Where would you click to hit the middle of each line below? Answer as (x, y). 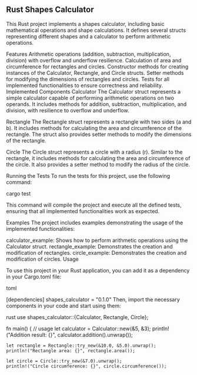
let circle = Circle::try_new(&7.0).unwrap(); (64, 361)
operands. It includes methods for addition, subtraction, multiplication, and (96, 104)
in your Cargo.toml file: (34, 277)
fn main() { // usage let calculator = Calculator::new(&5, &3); (79, 328)
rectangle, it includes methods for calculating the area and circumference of (98, 158)
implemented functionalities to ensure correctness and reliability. (85, 85)
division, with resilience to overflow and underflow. (68, 110)
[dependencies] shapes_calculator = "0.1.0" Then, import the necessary (93, 299)
